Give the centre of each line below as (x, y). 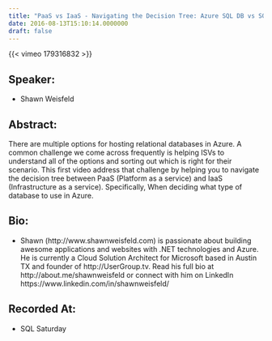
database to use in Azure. (51, 196)
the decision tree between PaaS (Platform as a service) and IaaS (116, 178)
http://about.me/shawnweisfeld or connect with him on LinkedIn (127, 275)
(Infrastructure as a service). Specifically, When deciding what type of (125, 187)
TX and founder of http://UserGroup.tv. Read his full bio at (117, 266)
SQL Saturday (43, 328)
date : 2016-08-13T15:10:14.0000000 (68, 23)
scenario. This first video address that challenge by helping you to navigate (134, 170)
